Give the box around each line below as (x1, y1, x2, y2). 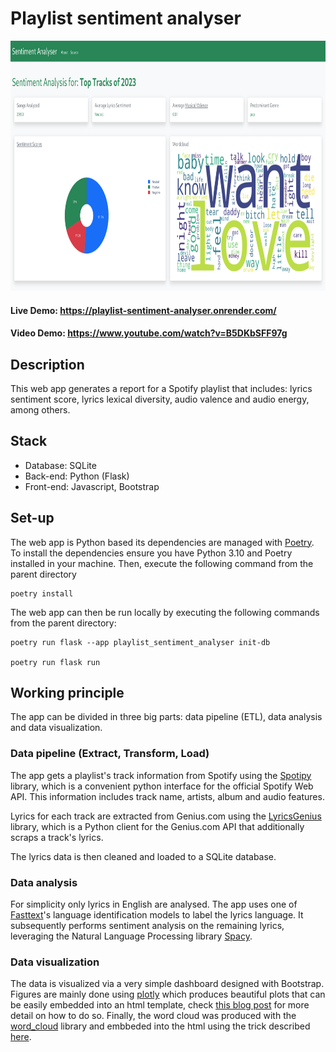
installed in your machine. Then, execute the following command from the (10, 557, 314, 569)
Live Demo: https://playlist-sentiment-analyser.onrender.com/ (10, 304, 277, 316)
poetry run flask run (10, 657, 101, 667)
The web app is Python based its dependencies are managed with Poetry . (10, 536, 315, 548)
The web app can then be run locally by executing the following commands (10, 606, 320, 618)
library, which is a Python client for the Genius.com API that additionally (10, 820, 305, 832)
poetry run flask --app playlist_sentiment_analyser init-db (10, 637, 271, 647)
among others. (10, 403, 71, 416)
